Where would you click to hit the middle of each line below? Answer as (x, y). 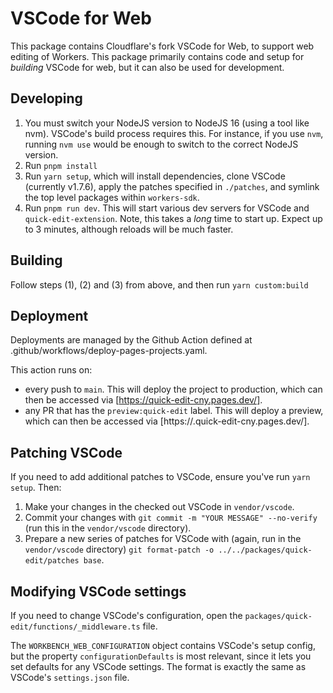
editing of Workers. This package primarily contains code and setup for (157, 56)
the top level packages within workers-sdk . (112, 197)
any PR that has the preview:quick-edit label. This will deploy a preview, (174, 411)
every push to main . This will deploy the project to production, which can (173, 389)
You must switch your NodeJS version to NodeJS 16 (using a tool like (167, 123)
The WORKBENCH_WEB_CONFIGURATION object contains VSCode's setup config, (163, 645)
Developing (46, 98)
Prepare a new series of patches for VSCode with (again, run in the (163, 539)
